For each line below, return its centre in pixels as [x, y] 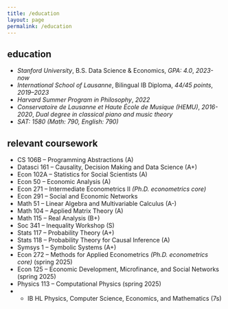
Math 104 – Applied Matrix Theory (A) [70, 211]
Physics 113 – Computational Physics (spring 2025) [89, 284]
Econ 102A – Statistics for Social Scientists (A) [82, 174]
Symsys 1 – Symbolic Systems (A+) [67, 247]
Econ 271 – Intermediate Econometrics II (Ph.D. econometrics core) [112, 189]
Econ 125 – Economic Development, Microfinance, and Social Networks [118, 269]
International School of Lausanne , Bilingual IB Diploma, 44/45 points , [115, 85]
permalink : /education [39, 26]
